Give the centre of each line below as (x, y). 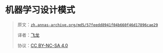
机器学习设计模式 (40, 10)
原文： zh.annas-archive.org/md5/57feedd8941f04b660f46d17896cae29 (87, 25)
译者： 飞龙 (28, 35)
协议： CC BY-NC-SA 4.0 (43, 45)
